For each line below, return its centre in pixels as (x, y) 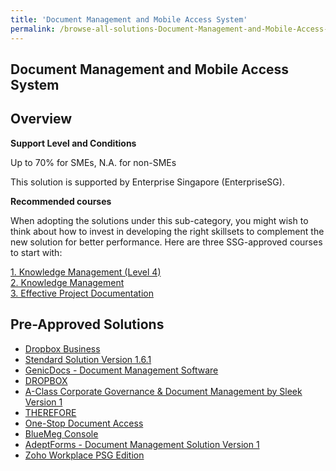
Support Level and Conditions (73, 143)
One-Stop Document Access (84, 423)
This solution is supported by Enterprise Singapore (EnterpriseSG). (147, 182)
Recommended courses (61, 201)
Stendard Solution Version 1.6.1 (88, 359)
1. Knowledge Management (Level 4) (86, 272)
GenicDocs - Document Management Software (121, 370)
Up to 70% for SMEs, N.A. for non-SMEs (93, 162)
